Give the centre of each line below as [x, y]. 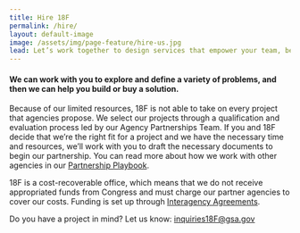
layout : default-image [51, 34]
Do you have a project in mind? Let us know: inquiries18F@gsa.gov [132, 219]
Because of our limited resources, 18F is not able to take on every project [144, 109]
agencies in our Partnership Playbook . [79, 165]
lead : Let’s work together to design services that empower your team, [145, 51]
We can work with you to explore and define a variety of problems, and [143, 79]
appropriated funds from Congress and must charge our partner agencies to [150, 192]
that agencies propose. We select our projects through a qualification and [145, 118]
